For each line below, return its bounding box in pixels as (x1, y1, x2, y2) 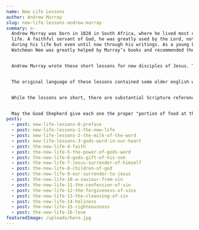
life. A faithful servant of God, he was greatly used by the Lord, (11, 36, 184, 42)
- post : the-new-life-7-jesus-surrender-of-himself (11, 160, 142, 166)
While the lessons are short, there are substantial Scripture (11, 95, 171, 101)
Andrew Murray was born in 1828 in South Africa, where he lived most (11, 31, 190, 37)
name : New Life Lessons (6, 8, 65, 15)
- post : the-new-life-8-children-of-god (11, 166, 113, 171)
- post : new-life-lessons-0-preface (11, 122, 102, 128)
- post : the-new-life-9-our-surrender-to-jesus (11, 171, 131, 177)
